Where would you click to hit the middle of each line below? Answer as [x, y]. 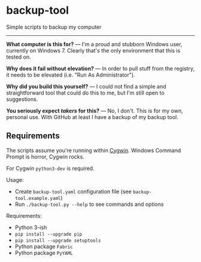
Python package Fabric [44, 246]
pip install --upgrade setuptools [58, 240]
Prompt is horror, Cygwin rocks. [45, 157]
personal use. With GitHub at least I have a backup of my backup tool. [92, 117]
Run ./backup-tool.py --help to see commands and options [89, 204]
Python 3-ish [31, 227]
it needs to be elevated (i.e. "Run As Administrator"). [71, 75]
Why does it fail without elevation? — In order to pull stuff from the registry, [100, 68]
